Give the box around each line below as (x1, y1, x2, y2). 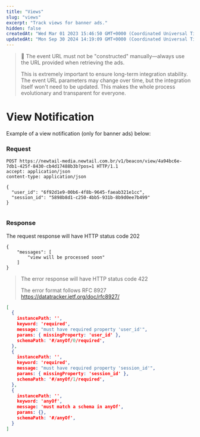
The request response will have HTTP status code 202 (6, 232, 140, 240)
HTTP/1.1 (96, 164, 118, 169)
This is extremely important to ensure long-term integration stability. (20, 71, 188, 77)
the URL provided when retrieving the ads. (20, 59, 125, 66)
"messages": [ (17, 249, 52, 255)
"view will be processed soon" (27, 254, 105, 260)
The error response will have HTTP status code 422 (20, 275, 148, 282)
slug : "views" (6, 14, 42, 20)
